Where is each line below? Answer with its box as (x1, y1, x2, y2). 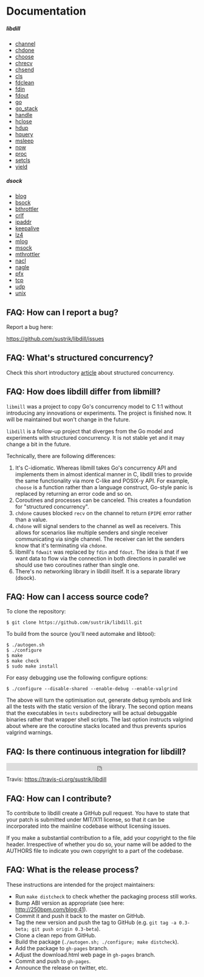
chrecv (15, 60, 33, 67)
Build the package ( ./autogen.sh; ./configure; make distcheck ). (15, 938, 179, 945)
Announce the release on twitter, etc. (15, 964, 108, 971)
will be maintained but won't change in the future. (6, 415, 131, 423)
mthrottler (15, 251, 41, 258)
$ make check (6, 658, 39, 665)
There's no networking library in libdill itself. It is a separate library (15, 568, 180, 575)
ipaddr (15, 218, 32, 226)
